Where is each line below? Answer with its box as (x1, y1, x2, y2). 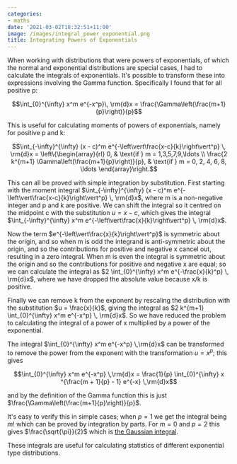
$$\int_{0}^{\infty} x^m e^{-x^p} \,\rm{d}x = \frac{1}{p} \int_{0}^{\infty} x (13, 369, 225, 378)
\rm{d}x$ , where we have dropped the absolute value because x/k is (7, 275, 207, 284)
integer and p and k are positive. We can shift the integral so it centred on (7, 201, 221, 209)
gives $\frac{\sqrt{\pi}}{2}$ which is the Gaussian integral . (7, 427, 179, 436)
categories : (7, 10, 42, 18)
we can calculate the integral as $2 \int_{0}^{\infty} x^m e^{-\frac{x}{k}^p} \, (7, 267, 229, 276)
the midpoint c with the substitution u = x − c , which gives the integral (7, 209, 211, 217)
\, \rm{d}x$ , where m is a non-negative (109, 194, 224, 202)
